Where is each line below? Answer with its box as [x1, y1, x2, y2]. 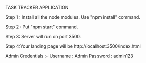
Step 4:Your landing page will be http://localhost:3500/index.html [5, 43, 141, 49]
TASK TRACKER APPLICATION [5, 5, 69, 10]
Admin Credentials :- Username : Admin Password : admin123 [5, 53, 133, 59]
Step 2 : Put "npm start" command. [5, 24, 78, 30]
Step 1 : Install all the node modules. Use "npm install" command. [5, 14, 140, 20]
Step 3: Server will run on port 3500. [5, 34, 81, 39]
